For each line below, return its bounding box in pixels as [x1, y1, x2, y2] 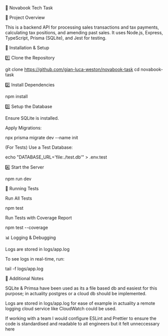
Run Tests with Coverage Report [5, 215, 72, 221]
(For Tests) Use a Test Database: [5, 144, 73, 150]
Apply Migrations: [5, 125, 42, 131]
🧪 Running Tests [5, 186, 39, 191]
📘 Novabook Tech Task [5, 5, 53, 11]
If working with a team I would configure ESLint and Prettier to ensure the [5, 315, 157, 321]
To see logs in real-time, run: [5, 256, 65, 262]
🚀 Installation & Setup [5, 45, 49, 50]
